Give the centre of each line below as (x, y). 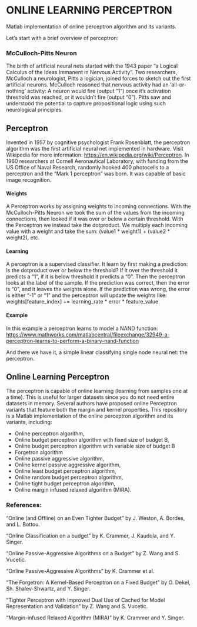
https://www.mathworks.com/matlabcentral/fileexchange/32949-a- (88, 334)
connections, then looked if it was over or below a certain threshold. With (95, 219)
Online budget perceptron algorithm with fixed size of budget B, (92, 440)
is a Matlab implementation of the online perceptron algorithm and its (90, 416)
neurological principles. (34, 110)
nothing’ (16, 91)
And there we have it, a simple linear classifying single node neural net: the (97, 352)
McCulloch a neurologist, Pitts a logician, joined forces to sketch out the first (98, 79)
